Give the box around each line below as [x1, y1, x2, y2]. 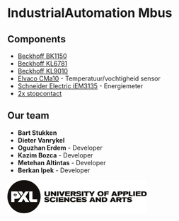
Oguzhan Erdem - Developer [17, 143, 103, 152]
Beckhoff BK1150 [17, 52, 67, 60]
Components [7, 33, 66, 45]
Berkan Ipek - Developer [17, 166, 91, 174]
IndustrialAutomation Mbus [7, 5, 173, 21]
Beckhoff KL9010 [17, 67, 69, 75]
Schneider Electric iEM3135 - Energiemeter [17, 82, 144, 90]
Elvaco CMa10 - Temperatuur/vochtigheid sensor [17, 74, 161, 83]
